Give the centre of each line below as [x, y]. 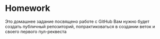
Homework [28, 8]
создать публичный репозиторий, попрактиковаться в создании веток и [80, 26]
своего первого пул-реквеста [36, 31]
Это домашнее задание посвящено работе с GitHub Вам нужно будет [77, 21]
